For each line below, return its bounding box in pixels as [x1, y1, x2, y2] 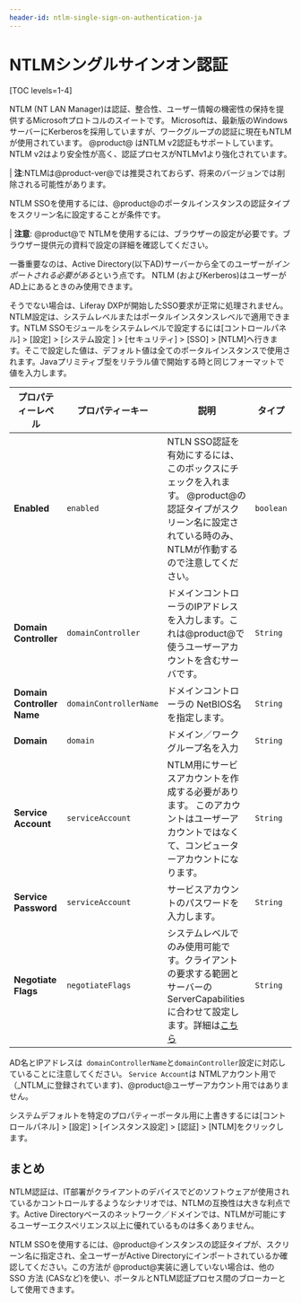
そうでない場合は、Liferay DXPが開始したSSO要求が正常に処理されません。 [9, 300, 288, 311]
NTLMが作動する [167, 542, 238, 555]
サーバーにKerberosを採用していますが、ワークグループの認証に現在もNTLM [9, 126, 292, 136]
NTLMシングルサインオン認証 [9, 55, 228, 75]
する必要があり [176, 785, 240, 797]
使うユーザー [167, 640, 221, 653]
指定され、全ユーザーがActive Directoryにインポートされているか [39, 1250, 280, 1262]
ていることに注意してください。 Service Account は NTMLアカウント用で [9, 1068, 277, 1078]
